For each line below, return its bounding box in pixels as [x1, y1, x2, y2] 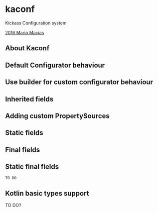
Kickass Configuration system [5, 20, 67, 26]
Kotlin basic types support [5, 189, 89, 198]
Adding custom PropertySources [5, 111, 110, 120]
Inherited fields [5, 95, 54, 103]
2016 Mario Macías [5, 29, 44, 35]
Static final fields [5, 163, 59, 171]
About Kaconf [5, 44, 50, 53]
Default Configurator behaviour [5, 61, 105, 69]
